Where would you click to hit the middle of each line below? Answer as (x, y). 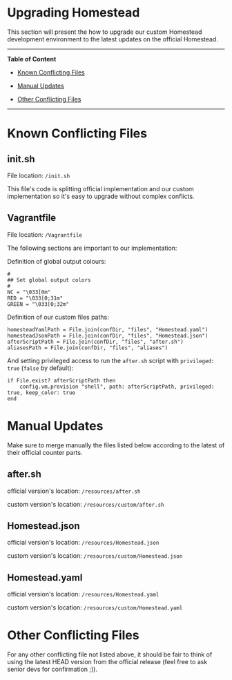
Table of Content (32, 59)
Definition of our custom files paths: (58, 317)
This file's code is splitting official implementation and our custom (101, 188)
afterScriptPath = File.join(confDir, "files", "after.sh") (96, 342)
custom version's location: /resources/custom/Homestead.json (95, 556)
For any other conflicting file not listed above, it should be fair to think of (110, 654)
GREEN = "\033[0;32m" (38, 304)
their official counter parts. (45, 452)
